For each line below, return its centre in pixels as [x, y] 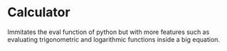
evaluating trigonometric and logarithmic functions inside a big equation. [114, 39]
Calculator [39, 12]
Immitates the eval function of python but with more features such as [109, 32]
